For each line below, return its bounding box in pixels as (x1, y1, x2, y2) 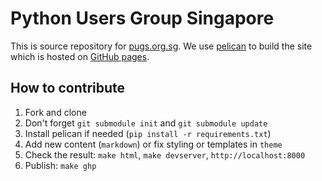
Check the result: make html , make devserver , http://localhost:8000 (24, 148, 306, 161)
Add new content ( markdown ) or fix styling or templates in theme (24, 138, 283, 150)
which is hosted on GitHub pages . (10, 50, 150, 62)
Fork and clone (24, 106, 87, 118)
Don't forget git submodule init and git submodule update (24, 117, 268, 129)
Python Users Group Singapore (10, 7, 275, 30)
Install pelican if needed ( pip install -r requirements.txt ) (24, 127, 272, 139)
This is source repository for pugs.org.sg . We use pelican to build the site (10, 40, 313, 52)
